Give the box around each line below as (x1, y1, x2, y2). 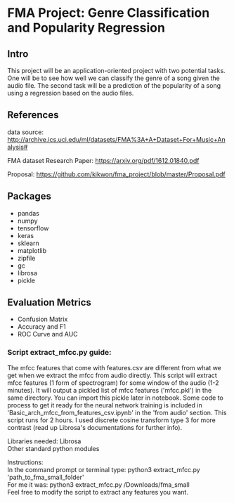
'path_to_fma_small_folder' (7, 473, 84, 481)
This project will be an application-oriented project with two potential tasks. (7, 67, 226, 74)
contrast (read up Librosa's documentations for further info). (7, 423, 183, 431)
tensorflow (17, 223, 49, 233)
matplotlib (17, 246, 47, 254)
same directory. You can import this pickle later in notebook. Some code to (7, 393, 223, 402)
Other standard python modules (7, 444, 100, 452)
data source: (7, 128, 44, 136)
